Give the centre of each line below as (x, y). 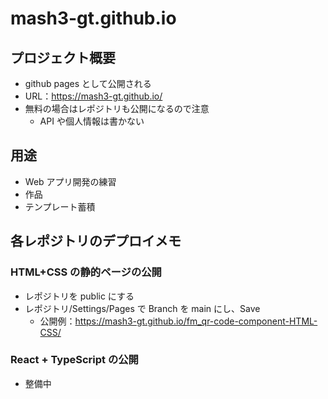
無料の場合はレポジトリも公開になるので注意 (117, 108)
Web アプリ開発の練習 (70, 181)
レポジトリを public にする (79, 296)
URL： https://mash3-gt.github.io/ (93, 96)
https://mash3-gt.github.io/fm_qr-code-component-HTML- (196, 321)
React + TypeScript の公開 (74, 360)
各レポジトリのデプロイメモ (96, 241)
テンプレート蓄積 (60, 206)
